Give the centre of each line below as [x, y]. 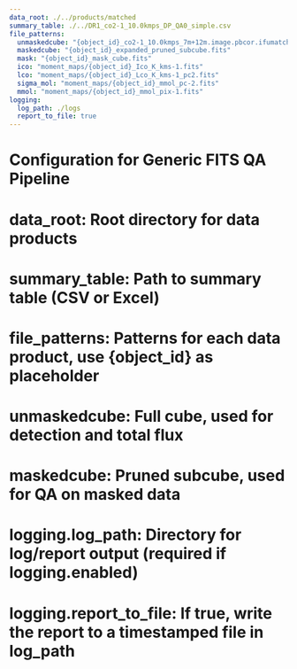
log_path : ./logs [49, 108]
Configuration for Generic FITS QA [138, 160]
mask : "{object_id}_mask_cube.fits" [84, 58]
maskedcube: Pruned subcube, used [147, 476]
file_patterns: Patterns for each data [145, 338]
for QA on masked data [95, 495]
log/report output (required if [118, 554]
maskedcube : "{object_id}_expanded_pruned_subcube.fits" [124, 51]
